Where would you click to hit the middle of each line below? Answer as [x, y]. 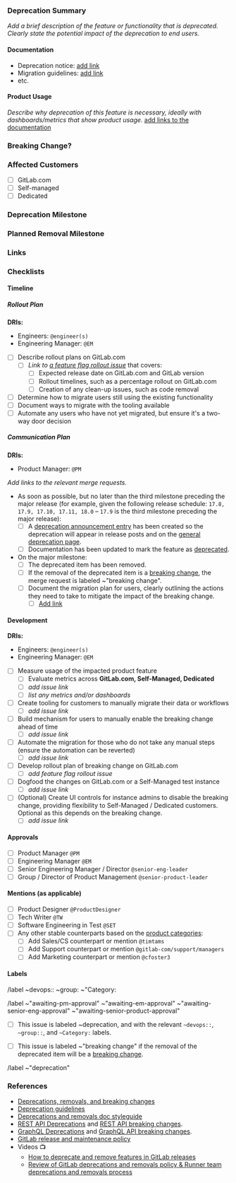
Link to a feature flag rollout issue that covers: [95, 365]
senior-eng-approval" [39, 1011]
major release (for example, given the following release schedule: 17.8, [121, 503]
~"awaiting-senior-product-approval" [126, 1011]
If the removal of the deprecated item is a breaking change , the [119, 573]
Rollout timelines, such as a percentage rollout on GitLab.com [128, 381]
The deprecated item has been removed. [87, 565]
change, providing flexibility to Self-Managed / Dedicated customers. [118, 806]
